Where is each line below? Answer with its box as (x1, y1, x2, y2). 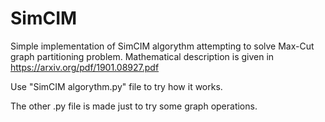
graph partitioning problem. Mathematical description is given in (10, 50, 275, 62)
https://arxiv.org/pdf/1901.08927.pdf (10, 61, 160, 73)
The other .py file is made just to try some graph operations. (10, 100, 258, 112)
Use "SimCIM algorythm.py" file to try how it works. (10, 80, 223, 92)
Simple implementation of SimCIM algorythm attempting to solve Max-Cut (10, 40, 315, 52)
